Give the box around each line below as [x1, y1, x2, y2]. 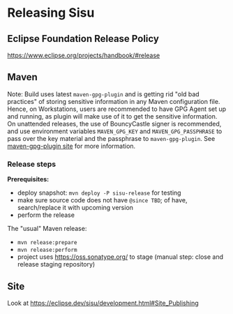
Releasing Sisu [7, 5, 95, 21]
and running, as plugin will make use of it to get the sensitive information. [7, 112, 218, 120]
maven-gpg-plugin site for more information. [7, 142, 136, 150]
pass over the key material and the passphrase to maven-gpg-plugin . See [7, 134, 216, 142]
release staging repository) [17, 260, 96, 269]
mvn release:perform [17, 246, 77, 254]
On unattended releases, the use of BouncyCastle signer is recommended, [7, 119, 222, 128]
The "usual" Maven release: [7, 225, 87, 233]
